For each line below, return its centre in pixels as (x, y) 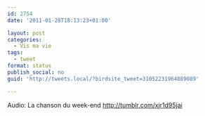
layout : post (26, 33)
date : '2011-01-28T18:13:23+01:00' (59, 20)
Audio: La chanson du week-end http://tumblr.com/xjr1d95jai (95, 105)
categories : (25, 39)
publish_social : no (36, 72)
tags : (15, 53)
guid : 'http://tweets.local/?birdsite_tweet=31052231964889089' (103, 79)
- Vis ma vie (33, 46)
